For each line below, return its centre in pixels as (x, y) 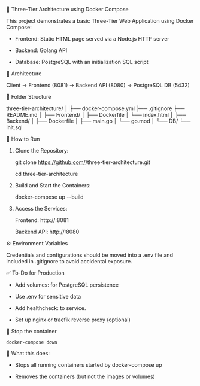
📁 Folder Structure (29, 97)
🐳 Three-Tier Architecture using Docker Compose (67, 9)
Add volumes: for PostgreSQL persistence (66, 285)
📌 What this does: (28, 353)
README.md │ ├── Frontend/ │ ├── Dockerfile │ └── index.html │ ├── (96, 115)
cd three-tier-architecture (46, 174)
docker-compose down (32, 342)
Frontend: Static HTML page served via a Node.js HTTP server (92, 39)
